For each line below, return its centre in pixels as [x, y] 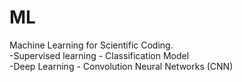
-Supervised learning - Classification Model [99, 55]
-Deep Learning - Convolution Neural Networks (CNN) [121, 66]
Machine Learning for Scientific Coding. [91, 45]
